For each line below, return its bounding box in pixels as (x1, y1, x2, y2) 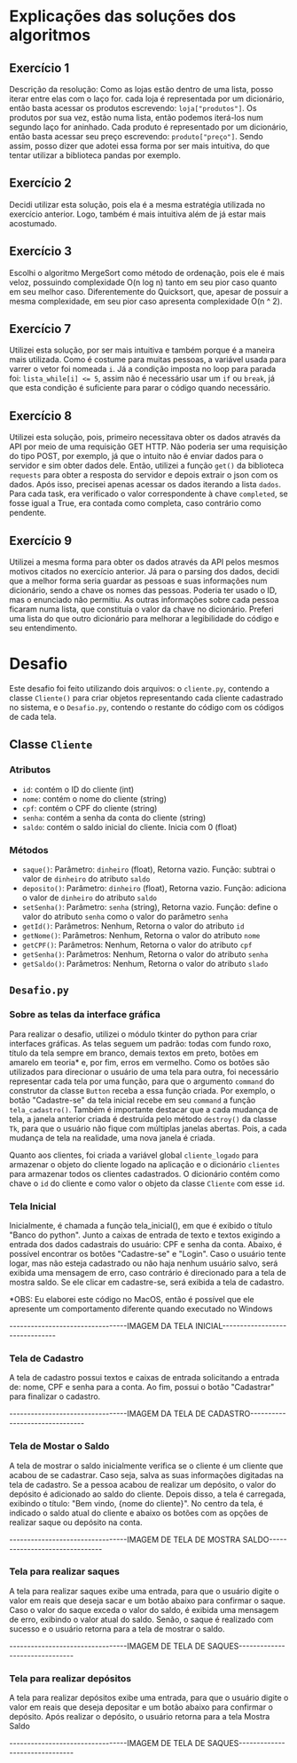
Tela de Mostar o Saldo (9, 1440, 110, 1452)
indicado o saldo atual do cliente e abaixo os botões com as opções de (9, 1507, 269, 1518)
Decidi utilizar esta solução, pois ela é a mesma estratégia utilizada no (9, 199, 266, 210)
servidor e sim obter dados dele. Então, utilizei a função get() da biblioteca (9, 460, 285, 471)
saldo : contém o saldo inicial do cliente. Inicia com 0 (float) (21, 821, 238, 832)
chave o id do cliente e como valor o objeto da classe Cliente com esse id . (9, 1178, 285, 1189)
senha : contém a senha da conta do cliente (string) (21, 812, 207, 823)
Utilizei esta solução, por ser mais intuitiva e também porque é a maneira (9, 344, 276, 356)
